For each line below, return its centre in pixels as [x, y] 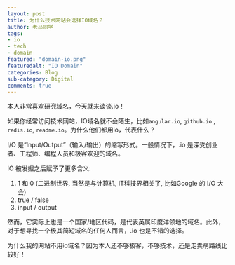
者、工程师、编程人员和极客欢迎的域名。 [66, 154]
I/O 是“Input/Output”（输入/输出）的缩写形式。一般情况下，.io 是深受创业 [113, 145]
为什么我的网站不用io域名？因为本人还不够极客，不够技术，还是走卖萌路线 [114, 245]
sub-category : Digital [40, 79]
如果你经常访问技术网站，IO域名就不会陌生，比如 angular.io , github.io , [112, 121]
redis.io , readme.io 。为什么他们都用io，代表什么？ [81, 130]
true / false [33, 200]
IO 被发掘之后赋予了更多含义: [49, 168]
